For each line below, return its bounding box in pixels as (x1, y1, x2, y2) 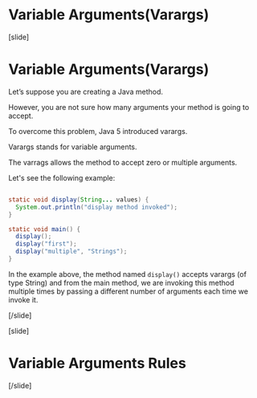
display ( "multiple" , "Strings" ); (15, 247, 128, 256)
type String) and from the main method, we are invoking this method (8, 278, 235, 287)
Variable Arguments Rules (8, 355, 186, 372)
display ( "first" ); (15, 240, 78, 248)
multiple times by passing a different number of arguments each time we (8, 286, 249, 296)
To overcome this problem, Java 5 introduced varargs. (8, 126, 188, 136)
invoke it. (8, 294, 39, 304)
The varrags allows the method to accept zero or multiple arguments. (8, 157, 238, 167)
